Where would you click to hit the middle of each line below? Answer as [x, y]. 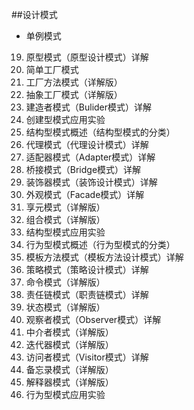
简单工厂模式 [52, 69]
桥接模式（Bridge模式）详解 [83, 169]
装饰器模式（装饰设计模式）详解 [91, 182]
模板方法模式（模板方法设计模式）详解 [104, 257]
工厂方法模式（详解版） [74, 82]
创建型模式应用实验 [65, 119]
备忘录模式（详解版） [69, 369]
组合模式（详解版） [65, 219]
